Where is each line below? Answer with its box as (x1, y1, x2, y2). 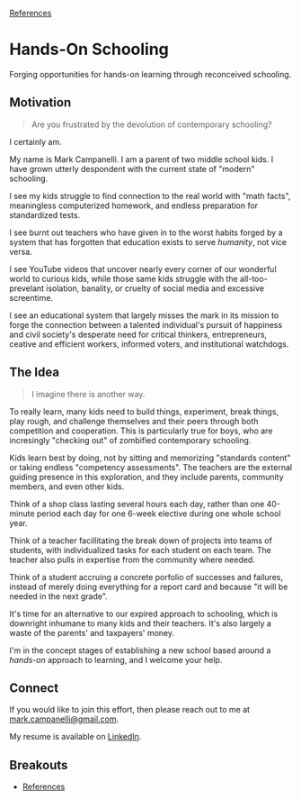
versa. (9, 246, 33, 257)
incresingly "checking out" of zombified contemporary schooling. (9, 434, 252, 445)
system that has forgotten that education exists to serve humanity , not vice (9, 236, 288, 247)
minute (9, 508, 35, 519)
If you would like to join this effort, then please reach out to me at (9, 705, 250, 715)
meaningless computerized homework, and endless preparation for (9, 200, 259, 211)
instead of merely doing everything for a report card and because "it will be (9, 581, 288, 592)
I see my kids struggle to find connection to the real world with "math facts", (9, 190, 291, 201)
